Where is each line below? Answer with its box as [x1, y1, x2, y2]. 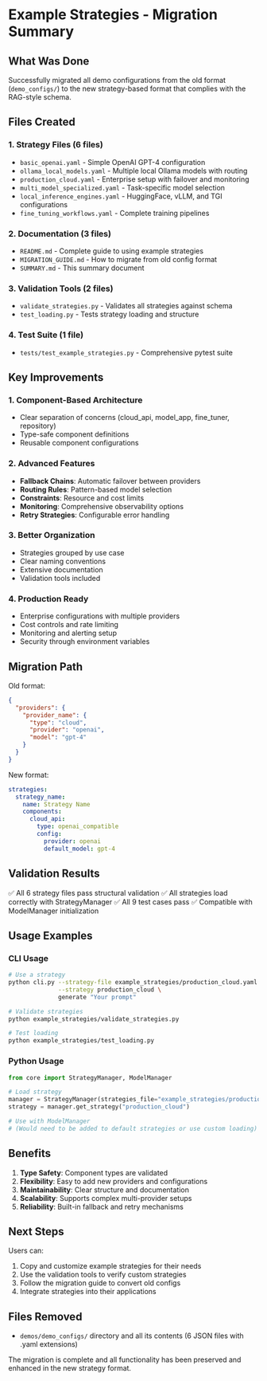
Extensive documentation [19, 564, 103, 575]
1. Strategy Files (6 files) [8, 139, 103, 151]
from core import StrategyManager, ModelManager [8, 1073, 172, 1081]
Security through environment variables [19, 637, 150, 646]
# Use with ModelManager [8, 1117, 91, 1125]
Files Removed [8, 1309, 83, 1324]
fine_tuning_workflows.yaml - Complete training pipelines [19, 208, 210, 218]
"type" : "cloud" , [29, 719, 87, 727]
